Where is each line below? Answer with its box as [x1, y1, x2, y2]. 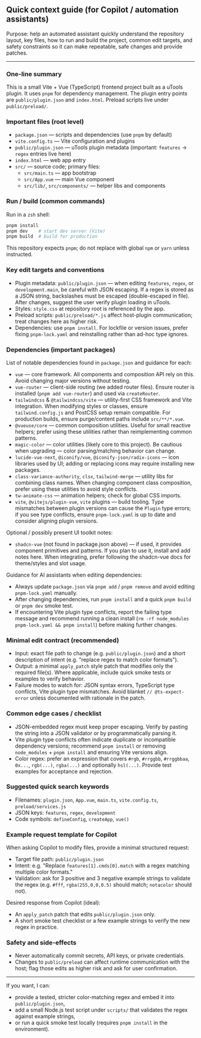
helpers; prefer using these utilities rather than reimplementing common [14, 428, 193, 435]
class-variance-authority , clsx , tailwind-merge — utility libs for [14, 472, 174, 479]
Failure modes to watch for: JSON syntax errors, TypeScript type [14, 682, 175, 689]
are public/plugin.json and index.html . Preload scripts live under [6, 96, 169, 104]
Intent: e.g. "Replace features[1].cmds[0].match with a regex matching [14, 862, 190, 869]
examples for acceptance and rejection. [14, 767, 113, 775]
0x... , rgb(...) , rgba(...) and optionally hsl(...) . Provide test [14, 761, 172, 769]
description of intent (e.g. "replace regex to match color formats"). [14, 656, 179, 664]
